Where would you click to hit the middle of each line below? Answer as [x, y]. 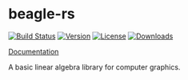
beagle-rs [42, 14]
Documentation [34, 51]
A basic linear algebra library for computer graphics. [94, 67]
